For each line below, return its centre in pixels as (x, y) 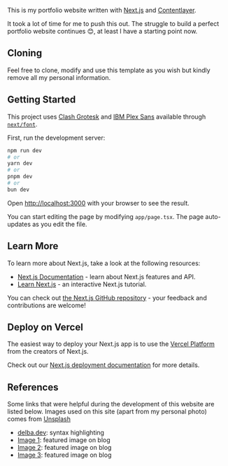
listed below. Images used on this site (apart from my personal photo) (107, 412)
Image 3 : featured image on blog (64, 455)
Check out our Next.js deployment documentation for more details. (104, 365)
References (33, 387)
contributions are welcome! (47, 305)
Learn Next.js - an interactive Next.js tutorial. (82, 284)
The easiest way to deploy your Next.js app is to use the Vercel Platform (111, 344)
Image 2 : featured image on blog (64, 448)
